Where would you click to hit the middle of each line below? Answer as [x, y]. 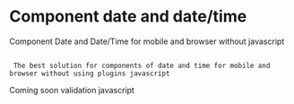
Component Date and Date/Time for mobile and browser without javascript [147, 41]
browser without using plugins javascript [90, 74]
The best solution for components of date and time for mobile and [142, 65]
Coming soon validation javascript [72, 90]
